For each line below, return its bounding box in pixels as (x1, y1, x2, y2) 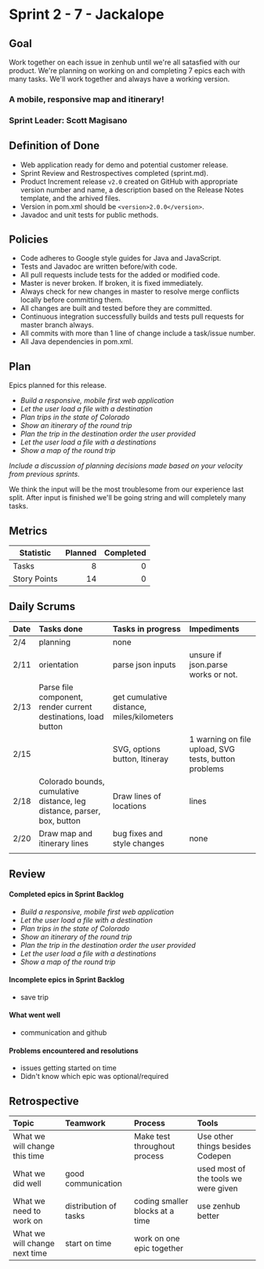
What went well (9, 1011, 61, 1020)
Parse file (38, 682, 74, 693)
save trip (20, 992, 49, 1002)
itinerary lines (38, 838, 89, 849)
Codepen (197, 1150, 232, 1161)
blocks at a (133, 1205, 175, 1216)
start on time (64, 1238, 112, 1249)
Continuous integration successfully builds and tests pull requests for (20, 312, 244, 321)
